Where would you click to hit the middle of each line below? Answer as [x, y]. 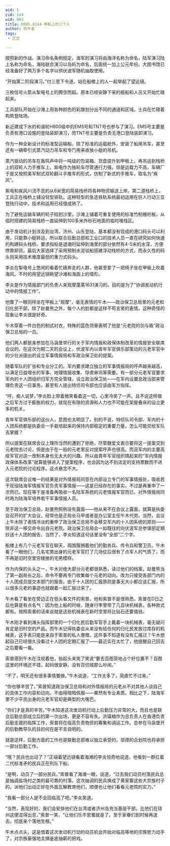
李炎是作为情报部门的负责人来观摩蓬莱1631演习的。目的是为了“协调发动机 [82, 285]
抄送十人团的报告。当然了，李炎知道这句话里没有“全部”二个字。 [72, 534]
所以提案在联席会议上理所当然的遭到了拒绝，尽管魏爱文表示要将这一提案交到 [85, 443]
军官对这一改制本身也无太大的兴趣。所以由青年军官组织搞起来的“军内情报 [86, 456]
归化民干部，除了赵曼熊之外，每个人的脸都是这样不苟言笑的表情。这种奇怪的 [85, 308]
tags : [11, 34]
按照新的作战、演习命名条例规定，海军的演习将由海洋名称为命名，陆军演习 [83, 58]
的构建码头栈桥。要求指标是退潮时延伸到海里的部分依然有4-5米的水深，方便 [84, 244]
